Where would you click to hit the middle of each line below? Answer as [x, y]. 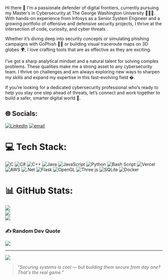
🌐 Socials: [21, 114]
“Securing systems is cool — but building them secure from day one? [89, 267]
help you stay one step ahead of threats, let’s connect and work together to [83, 93]
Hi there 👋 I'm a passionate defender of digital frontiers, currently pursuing [82, 8]
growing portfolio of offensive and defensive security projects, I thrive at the [83, 23]
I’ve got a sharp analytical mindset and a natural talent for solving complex [82, 61]
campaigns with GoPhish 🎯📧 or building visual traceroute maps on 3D [77, 44]
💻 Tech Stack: [36, 147]
